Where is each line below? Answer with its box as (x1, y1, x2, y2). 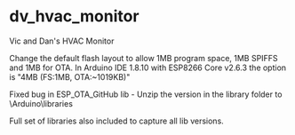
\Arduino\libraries (9, 98, 74, 108)
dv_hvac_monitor (9, 6, 140, 27)
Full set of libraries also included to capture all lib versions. (9, 115, 224, 126)
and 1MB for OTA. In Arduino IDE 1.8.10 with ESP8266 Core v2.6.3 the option (9, 62, 287, 73)
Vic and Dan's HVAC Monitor (9, 36, 115, 46)
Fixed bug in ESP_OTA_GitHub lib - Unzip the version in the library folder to (9, 89, 283, 99)
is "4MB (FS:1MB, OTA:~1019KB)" (9, 71, 131, 82)
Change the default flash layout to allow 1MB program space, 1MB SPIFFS (9, 52, 278, 63)
